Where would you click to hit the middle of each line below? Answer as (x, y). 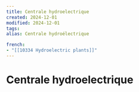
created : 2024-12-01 (32, 17)
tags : (13, 28)
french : (16, 45)
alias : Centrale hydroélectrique (48, 34)
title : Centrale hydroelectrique (48, 12)
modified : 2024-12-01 (33, 23)
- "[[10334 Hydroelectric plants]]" (52, 50)
